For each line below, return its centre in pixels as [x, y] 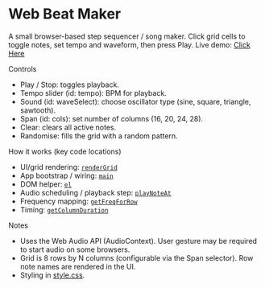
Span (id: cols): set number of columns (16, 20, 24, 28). [112, 118]
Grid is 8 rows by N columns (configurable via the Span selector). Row [137, 257]
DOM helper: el [46, 184]
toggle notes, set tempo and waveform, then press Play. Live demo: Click [130, 44]
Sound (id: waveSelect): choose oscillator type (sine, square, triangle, [135, 101]
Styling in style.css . [52, 275]
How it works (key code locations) [65, 151]
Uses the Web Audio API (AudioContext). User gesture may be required [139, 241]
